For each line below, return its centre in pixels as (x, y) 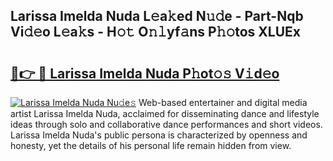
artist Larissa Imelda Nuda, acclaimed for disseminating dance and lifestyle (165, 113)
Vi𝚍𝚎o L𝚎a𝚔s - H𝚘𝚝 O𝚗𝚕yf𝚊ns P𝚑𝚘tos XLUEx (156, 32)
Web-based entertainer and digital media (223, 102)
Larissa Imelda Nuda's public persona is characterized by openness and (159, 135)
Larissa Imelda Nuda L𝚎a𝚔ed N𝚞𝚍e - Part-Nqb (157, 16)
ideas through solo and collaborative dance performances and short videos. (166, 124)
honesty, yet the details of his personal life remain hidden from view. (151, 145)
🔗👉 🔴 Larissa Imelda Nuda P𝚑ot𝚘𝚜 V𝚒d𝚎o (145, 73)
